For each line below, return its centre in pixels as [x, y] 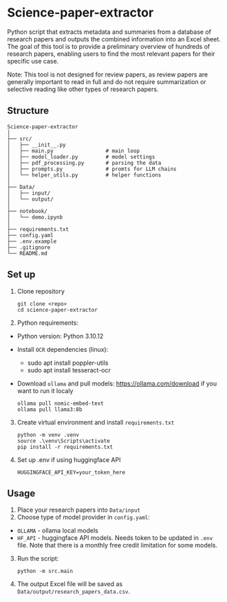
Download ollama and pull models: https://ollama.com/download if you [117, 383]
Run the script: [38, 559]
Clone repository [41, 291]
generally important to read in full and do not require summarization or [107, 81]
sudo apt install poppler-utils [68, 363]
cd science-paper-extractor [57, 310]
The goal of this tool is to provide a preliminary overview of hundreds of [109, 46]
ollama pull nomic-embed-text [61, 403]
